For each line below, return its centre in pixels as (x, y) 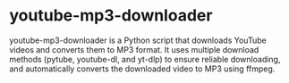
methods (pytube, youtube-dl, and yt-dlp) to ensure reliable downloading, (145, 59)
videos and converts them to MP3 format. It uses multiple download (134, 49)
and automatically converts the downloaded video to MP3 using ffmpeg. (142, 69)
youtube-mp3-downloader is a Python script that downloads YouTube (138, 40)
